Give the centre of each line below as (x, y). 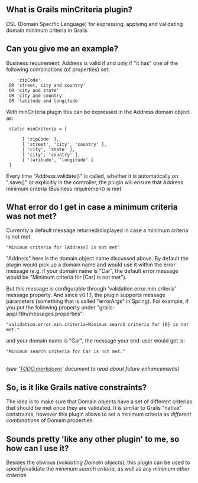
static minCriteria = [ (38, 129)
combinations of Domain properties (49, 420)
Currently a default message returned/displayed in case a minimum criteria (97, 230)
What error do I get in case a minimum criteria (92, 207)
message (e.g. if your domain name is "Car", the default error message (92, 271)
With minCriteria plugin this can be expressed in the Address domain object (98, 112)
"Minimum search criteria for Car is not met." (66, 352)
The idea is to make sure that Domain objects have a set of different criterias (99, 402)
